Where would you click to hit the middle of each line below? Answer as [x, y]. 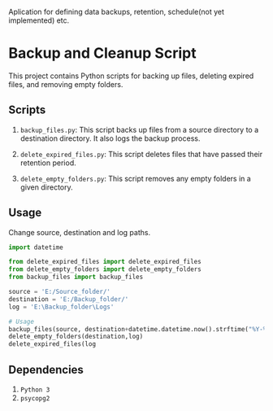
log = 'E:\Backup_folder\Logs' [61, 307]
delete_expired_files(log [52, 344]
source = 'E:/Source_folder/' [60, 292]
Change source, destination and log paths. [80, 232]
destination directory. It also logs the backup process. [110, 138]
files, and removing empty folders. [66, 84]
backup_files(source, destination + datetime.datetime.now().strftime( [129, 329]
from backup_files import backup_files [76, 277]
